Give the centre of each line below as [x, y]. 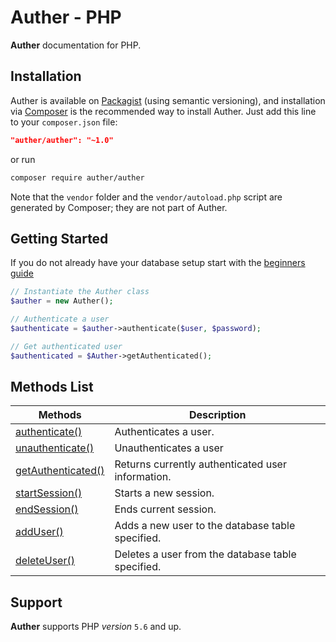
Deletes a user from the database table [205, 554]
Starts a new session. [164, 493]
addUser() [39, 532]
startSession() [49, 493]
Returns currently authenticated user [200, 464]
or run [23, 159]
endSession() [47, 509]
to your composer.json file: [64, 122]
